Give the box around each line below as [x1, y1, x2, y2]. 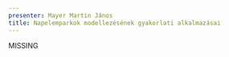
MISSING [8, 40, 39, 50]
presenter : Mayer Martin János [8, 11, 113, 20]
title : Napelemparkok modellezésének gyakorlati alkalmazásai [8, 19, 221, 27]
